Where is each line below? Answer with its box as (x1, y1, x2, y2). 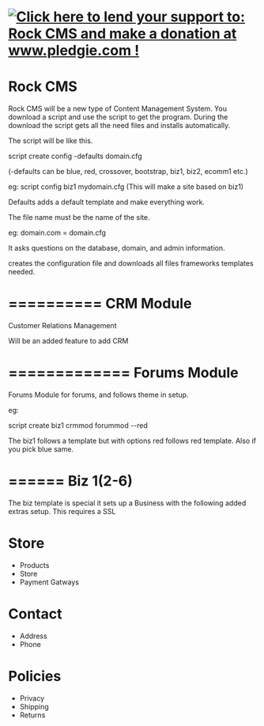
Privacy (19, 693, 45, 703)
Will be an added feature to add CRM (8, 336, 129, 346)
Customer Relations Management (8, 321, 117, 331)
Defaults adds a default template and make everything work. (8, 198, 206, 207)
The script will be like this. (8, 136, 93, 146)
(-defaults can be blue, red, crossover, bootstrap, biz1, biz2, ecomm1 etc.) (8, 167, 249, 176)
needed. (8, 267, 36, 277)
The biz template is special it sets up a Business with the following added (8, 498, 247, 508)
